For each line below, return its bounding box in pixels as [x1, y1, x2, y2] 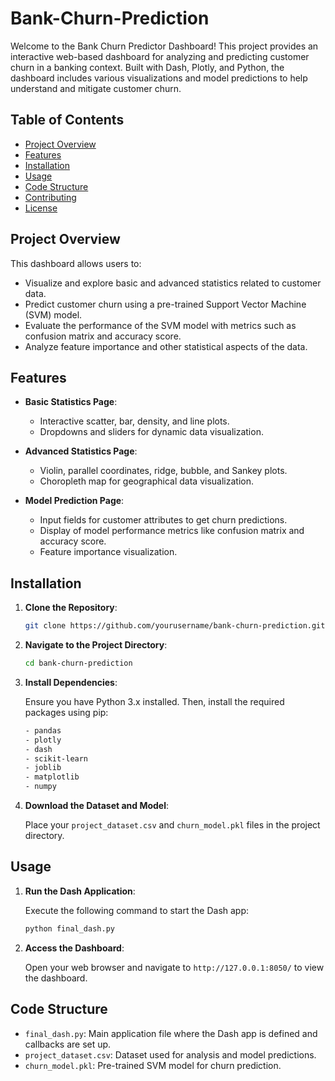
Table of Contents [10, 112, 125, 129]
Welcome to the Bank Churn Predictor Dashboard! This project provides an [10, 40, 319, 52]
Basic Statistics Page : [24, 396, 118, 408]
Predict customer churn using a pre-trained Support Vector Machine [24, 298, 307, 310]
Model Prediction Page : [24, 495, 125, 507]
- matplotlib [24, 772, 80, 782]
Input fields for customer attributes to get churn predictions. [39, 514, 288, 526]
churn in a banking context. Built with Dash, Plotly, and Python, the [10, 61, 285, 73]
